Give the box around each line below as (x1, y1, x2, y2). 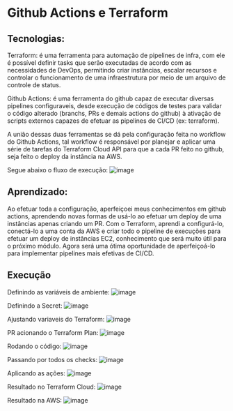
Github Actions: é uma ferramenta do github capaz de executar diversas (7, 94, 214, 103)
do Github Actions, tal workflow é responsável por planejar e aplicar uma (7, 137, 216, 146)
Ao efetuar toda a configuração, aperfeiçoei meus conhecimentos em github (7, 204, 227, 213)
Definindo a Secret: (7, 301, 63, 310)
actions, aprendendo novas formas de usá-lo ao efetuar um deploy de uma (7, 211, 222, 221)
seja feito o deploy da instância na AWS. (7, 152, 122, 160)
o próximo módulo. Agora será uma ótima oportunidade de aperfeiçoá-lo (7, 241, 216, 250)
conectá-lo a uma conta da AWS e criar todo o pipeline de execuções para (7, 227, 221, 235)
